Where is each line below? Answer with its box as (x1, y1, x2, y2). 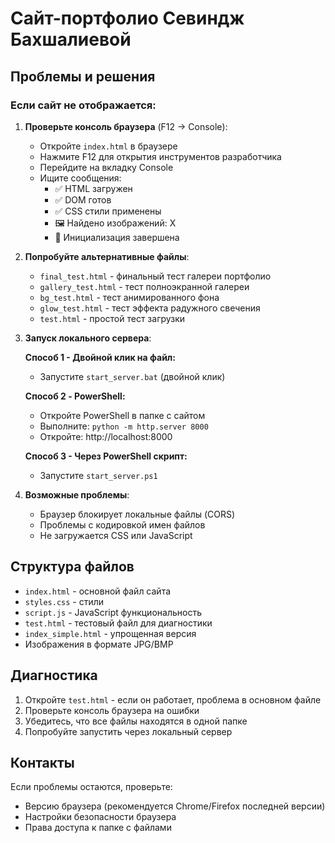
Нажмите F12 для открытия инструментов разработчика (39, 150, 282, 162)
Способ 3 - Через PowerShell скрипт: (24, 450, 188, 462)
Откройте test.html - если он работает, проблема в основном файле (24, 693, 322, 706)
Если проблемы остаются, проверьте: (10, 781, 173, 793)
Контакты (10, 754, 75, 771)
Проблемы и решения (10, 68, 156, 85)
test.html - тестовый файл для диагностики (24, 617, 213, 629)
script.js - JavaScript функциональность (24, 606, 202, 618)
